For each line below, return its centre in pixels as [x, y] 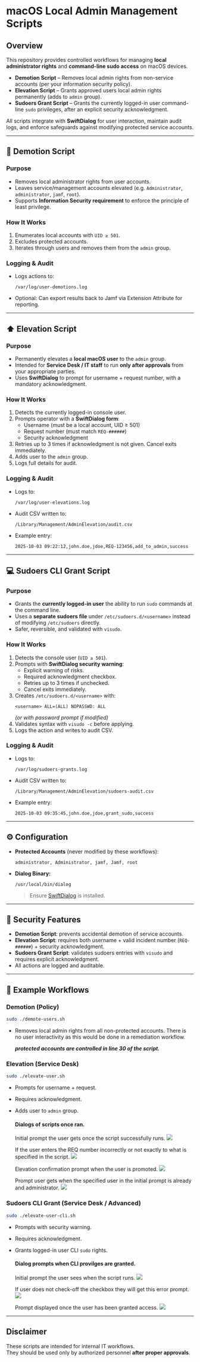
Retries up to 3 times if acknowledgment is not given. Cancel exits [96, 444]
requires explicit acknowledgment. [57, 959]
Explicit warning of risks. [54, 670]
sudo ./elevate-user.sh [36, 1076]
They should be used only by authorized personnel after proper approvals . [98, 1352]
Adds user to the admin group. [51, 457]
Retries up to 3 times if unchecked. [66, 682]
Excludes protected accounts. [51, 241]
